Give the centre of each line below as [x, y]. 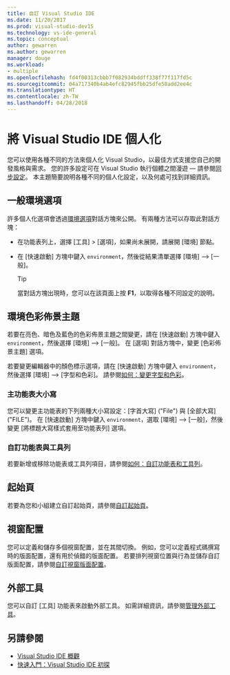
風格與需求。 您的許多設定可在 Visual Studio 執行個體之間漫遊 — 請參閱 [114, 168]
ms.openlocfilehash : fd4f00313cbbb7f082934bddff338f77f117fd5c [100, 77]
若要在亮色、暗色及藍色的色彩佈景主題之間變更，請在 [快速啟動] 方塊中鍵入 [114, 334]
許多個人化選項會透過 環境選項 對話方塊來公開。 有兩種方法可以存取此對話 [111, 218]
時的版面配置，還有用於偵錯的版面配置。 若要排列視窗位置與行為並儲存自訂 [114, 555]
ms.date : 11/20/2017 [37, 20]
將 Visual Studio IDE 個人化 [84, 139]
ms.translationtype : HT [41, 90]
